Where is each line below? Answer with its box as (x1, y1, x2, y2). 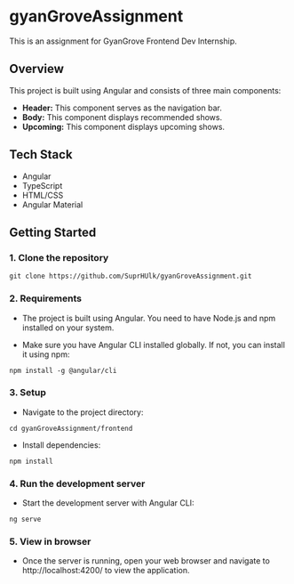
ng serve (9, 515, 42, 524)
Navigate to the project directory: (21, 407, 144, 418)
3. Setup (9, 386, 46, 399)
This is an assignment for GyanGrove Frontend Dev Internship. (9, 36, 237, 46)
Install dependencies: (21, 439, 101, 450)
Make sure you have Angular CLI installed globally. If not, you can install (21, 339, 286, 350)
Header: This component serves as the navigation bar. (21, 102, 222, 113)
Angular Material (21, 199, 83, 210)
